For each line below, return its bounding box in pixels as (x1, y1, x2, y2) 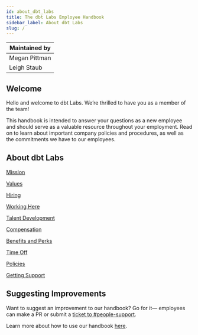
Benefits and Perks (6, 237, 53, 244)
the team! (6, 106, 30, 113)
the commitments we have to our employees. (6, 136, 116, 143)
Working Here (6, 203, 40, 210)
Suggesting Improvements (6, 289, 106, 299)
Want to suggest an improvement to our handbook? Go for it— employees (6, 304, 186, 311)
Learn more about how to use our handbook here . (6, 322, 128, 329)
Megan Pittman (9, 54, 51, 62)
